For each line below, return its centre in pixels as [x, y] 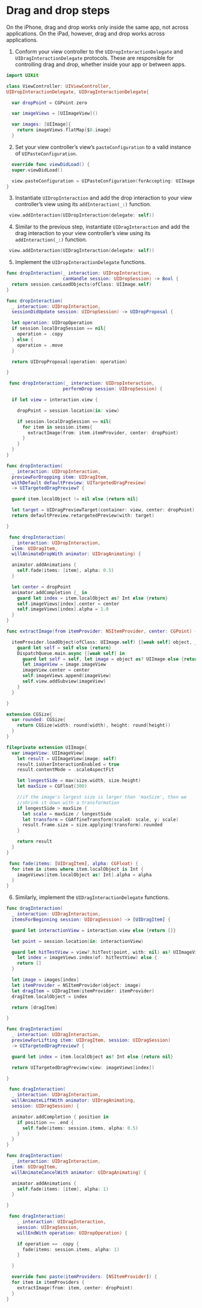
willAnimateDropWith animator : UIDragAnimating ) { [76, 554]
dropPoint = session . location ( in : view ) [68, 410]
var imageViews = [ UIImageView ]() [55, 114]
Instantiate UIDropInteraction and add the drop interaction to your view [103, 198]
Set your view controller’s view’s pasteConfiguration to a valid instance [103, 147]
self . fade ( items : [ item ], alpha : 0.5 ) [66, 571]
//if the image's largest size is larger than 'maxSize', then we [102, 797]
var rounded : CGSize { [39, 720]
